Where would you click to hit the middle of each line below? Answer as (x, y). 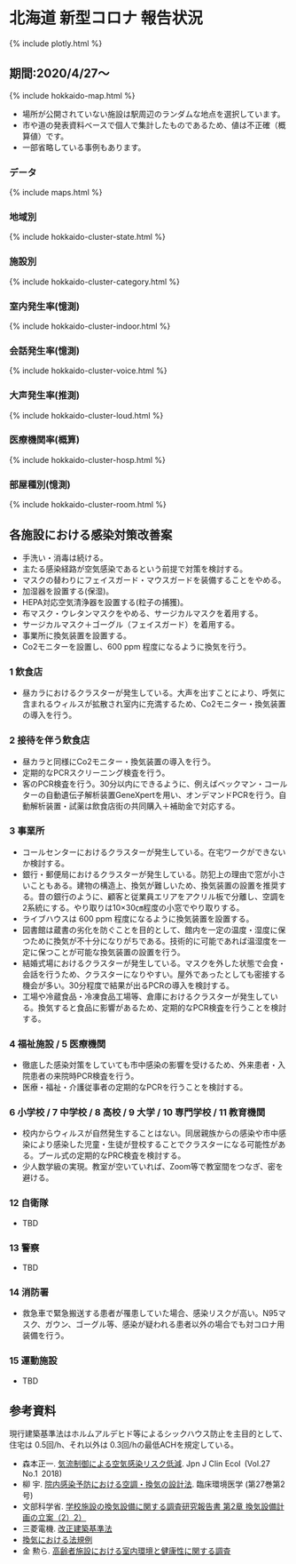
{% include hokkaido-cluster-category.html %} (94, 282)
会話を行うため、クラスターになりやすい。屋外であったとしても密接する (154, 974)
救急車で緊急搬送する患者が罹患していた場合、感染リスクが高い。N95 (150, 1313)
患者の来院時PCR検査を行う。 (84, 1076)
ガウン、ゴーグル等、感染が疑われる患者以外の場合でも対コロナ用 (165, 1324)
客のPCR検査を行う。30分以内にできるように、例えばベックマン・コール (155, 784)
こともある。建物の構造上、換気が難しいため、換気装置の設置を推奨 (154, 885)
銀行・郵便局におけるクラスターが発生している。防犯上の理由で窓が (146, 874)
